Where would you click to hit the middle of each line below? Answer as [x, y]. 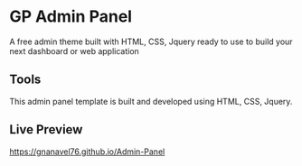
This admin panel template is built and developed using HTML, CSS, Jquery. [151, 101]
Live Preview [46, 129]
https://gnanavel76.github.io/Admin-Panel [87, 152]
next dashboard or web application [75, 51]
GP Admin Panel [71, 17]
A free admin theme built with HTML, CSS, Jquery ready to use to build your [151, 41]
